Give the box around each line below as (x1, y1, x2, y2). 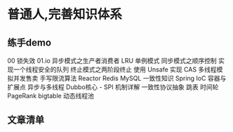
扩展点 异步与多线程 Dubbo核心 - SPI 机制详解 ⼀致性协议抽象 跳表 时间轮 (7, 83, 219, 91)
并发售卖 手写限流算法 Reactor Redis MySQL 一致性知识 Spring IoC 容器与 (13, 74, 227, 82)
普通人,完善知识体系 (7, 6, 123, 22)
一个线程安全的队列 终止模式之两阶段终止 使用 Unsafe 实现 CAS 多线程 (13, 65, 218, 74)
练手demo (7, 37, 51, 48)
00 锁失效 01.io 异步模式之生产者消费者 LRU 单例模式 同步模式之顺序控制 (7, 57, 217, 65)
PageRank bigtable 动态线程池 (7, 92, 95, 100)
